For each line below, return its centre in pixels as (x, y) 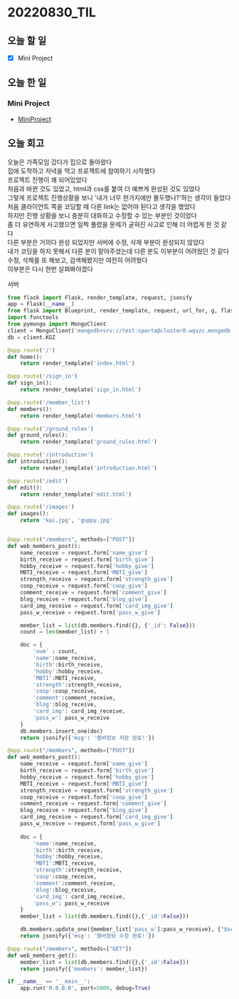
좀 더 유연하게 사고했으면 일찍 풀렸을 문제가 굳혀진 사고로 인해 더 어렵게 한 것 (113, 224)
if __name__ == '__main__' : (49, 982)
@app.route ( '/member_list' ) (49, 402)
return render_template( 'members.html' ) (81, 416)
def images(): (28, 514)
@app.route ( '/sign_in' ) (43, 376)
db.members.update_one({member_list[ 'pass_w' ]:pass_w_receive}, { (121, 929)
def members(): (30, 409)
